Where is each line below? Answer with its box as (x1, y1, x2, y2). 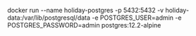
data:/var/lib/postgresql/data (7, 13, 90, 22)
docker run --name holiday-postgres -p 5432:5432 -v (7, 6, 164, 14)
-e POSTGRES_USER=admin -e (91, 13, 182, 22)
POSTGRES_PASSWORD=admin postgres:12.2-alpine (7, 21, 161, 29)
